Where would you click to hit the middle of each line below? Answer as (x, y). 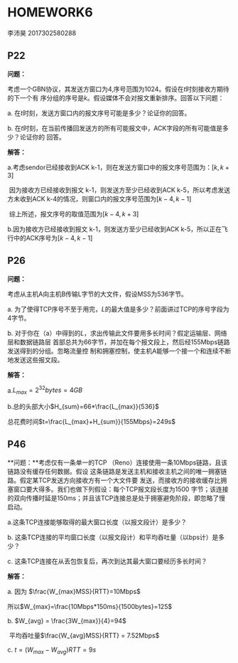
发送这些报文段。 (38, 359)
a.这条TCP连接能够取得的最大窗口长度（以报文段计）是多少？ (97, 522)
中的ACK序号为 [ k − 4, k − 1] (53, 238)
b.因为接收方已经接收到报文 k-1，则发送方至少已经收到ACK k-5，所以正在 (115, 229)
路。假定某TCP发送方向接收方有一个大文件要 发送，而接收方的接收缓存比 (114, 480)
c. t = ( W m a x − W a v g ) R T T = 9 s (52, 650)
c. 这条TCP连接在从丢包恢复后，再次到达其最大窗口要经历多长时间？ (107, 561)
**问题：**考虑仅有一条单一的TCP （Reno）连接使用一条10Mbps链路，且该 (118, 462)
